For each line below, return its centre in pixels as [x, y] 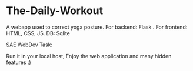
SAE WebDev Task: [29, 45]
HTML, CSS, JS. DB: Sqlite [38, 33]
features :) [19, 62]
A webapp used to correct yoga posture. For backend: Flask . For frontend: [97, 27]
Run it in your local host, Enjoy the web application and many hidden [89, 56]
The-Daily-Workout [55, 11]
